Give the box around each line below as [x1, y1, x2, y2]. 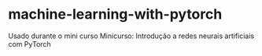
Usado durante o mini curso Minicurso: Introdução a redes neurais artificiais [8, 31, 254, 40]
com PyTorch [8, 39, 51, 48]
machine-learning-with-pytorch [8, 5, 223, 23]
